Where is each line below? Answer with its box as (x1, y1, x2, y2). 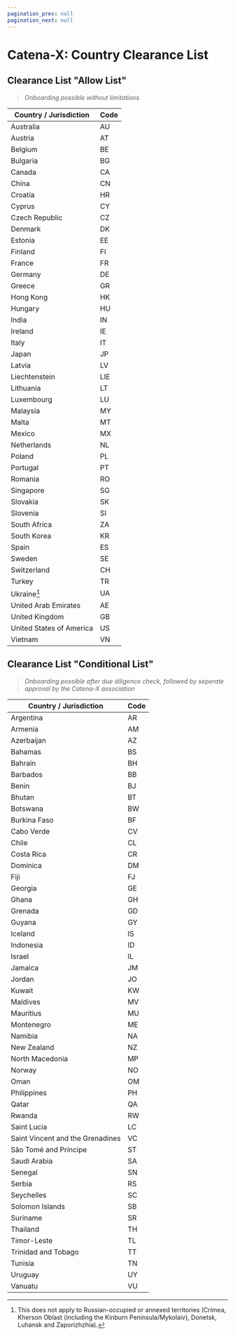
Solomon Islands (10, 1201, 65, 1211)
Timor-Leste (10, 1235, 53, 1245)
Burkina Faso (10, 815, 54, 825)
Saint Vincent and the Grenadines (10, 1133, 121, 1143)
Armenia (10, 724, 38, 734)
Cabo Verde (10, 826, 50, 836)
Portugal (10, 462, 39, 472)
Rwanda (10, 1110, 38, 1120)
